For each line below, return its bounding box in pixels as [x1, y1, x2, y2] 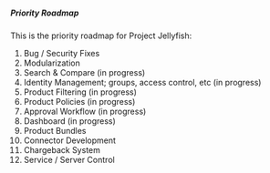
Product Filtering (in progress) [23, 86, 138, 97]
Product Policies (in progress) [23, 96, 136, 107]
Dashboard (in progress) [23, 115, 117, 127]
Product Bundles [23, 125, 87, 136]
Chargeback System [23, 144, 101, 155]
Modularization [23, 57, 80, 68]
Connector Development [23, 135, 117, 146]
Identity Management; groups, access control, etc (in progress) [23, 76, 262, 87]
